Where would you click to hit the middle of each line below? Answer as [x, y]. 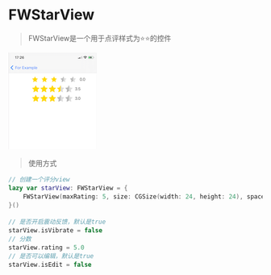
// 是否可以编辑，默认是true [51, 256]
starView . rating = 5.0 [46, 248]
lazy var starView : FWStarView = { [68, 188]
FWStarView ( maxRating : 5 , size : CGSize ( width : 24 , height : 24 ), [133, 196]
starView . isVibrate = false [56, 231]
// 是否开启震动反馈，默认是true [57, 222]
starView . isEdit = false [50, 265]
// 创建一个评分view [39, 179]
